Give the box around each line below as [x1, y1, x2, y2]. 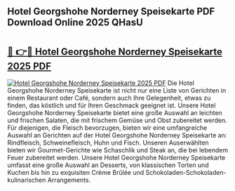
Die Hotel [167, 79, 194, 87]
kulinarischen [7, 176, 46, 184]
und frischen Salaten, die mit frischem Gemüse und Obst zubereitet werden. [7, 116, 228, 124]
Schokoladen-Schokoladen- [145, 169, 227, 176]
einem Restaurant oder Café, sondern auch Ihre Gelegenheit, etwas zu [7, 94, 211, 102]
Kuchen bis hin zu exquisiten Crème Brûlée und [7, 169, 145, 176]
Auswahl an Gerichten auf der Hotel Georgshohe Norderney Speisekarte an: [7, 131, 227, 139]
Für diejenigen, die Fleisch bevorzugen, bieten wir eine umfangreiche [7, 124, 208, 132]
